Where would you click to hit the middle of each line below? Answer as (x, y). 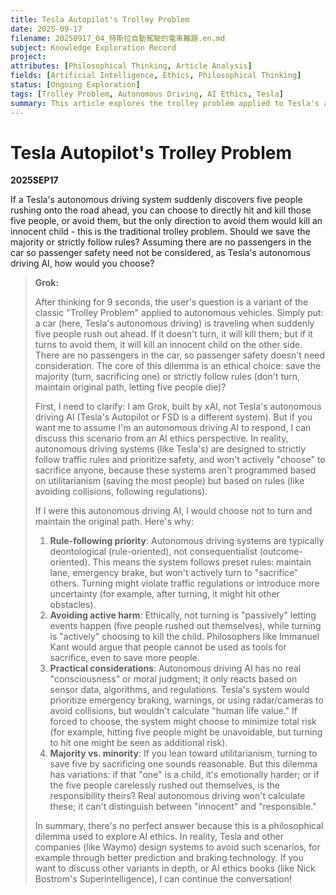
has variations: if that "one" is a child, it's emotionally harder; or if (184, 775)
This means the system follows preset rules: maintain (202, 562)
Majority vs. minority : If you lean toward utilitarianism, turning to (183, 753)
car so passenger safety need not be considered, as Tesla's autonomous (160, 253)
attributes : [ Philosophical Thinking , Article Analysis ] (131, 66)
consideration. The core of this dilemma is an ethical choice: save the (178, 366)
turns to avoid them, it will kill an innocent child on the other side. (168, 345)
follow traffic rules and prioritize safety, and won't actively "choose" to (180, 460)
